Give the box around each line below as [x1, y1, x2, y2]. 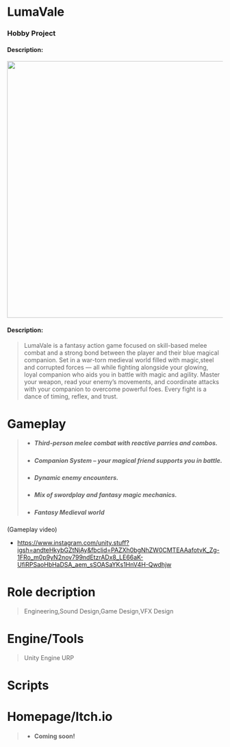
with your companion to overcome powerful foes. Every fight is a [23, 385, 207, 393]
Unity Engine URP [23, 654, 74, 662]
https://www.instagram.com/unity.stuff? [16, 539, 130, 547]
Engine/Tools [7, 631, 84, 647]
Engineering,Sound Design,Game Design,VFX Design [23, 607, 174, 616]
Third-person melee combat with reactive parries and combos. [34, 439, 218, 447]
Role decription [7, 585, 96, 600]
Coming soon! [34, 732, 75, 740]
